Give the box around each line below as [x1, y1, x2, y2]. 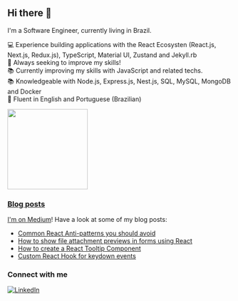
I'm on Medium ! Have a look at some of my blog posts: [7, 215, 167, 224]
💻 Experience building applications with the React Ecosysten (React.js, [7, 40, 217, 49]
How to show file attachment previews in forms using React [17, 237, 192, 245]
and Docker [7, 87, 41, 96]
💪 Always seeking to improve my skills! [7, 58, 121, 66]
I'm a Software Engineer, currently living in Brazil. [7, 26, 152, 34]
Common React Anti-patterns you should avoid [17, 229, 156, 238]
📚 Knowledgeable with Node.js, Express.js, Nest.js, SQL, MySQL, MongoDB [7, 76, 232, 86]
